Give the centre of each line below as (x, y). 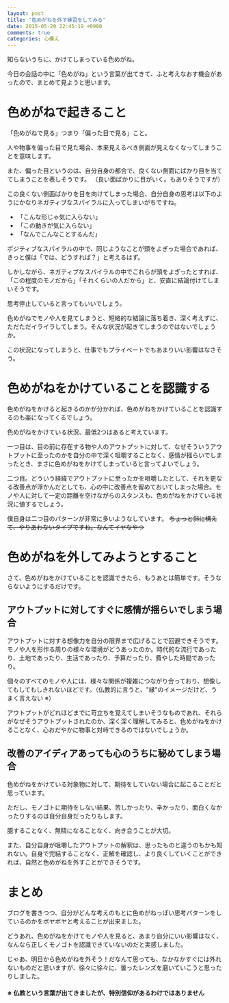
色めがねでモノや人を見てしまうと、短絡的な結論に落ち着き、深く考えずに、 (114, 318)
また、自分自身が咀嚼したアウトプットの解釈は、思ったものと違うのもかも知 (115, 845)
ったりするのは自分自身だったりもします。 (67, 816)
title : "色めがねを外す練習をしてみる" (56, 20)
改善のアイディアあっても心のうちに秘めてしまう (109, 754)
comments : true (29, 33)
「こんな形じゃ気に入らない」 (59, 217)
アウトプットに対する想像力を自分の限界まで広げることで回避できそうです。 (114, 640)
